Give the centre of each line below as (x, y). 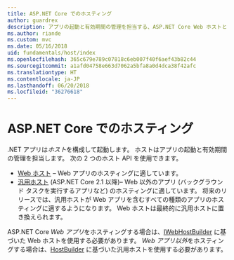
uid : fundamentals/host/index (52, 53)
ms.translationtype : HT (42, 72)
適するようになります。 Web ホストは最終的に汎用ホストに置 (136, 208)
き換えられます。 (42, 217)
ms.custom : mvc (30, 40)
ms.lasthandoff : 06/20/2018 (48, 85)
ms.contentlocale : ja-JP (44, 79)
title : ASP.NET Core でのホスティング (60, 14)
